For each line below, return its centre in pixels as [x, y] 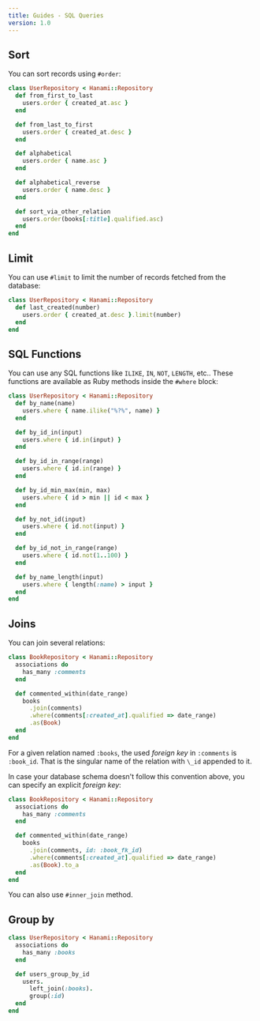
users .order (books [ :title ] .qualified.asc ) [93, 219]
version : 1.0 [30, 23]
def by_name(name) [46, 404]
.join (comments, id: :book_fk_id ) [86, 850]
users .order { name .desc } [67, 190]
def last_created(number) [58, 307]
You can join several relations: [57, 643]
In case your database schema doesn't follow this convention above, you [126, 776]
